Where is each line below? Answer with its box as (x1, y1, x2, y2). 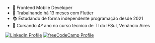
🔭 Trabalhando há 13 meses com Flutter (12, 10, 94, 16)
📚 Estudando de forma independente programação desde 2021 (12, 15, 143, 21)
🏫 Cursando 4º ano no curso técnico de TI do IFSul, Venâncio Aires (12, 23, 150, 28)
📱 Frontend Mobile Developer (12, 5, 73, 10)
